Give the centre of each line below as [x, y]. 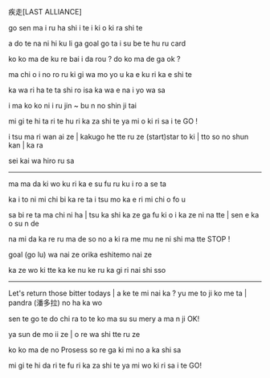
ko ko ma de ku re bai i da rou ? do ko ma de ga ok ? [94, 59]
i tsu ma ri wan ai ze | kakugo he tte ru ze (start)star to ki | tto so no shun [129, 136]
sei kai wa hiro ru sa [41, 161]
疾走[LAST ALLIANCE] [45, 12]
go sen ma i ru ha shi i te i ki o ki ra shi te [76, 28]
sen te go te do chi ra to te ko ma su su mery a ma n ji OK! [104, 319]
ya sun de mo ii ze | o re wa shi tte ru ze [74, 334]
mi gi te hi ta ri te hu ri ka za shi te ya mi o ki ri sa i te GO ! [103, 121]
